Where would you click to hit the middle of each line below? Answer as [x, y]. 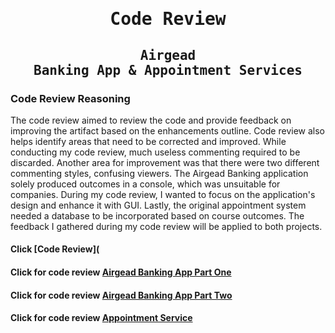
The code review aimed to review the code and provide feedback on [151, 120]
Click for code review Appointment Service [101, 318]
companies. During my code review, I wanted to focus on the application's [163, 194]
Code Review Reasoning [70, 98]
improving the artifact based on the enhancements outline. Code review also [167, 130]
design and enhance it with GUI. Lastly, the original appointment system [158, 205]
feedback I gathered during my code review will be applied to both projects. [166, 226]
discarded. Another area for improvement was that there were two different [165, 162]
